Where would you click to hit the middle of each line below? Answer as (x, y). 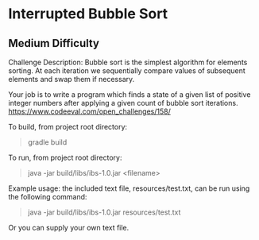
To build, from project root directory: (68, 127)
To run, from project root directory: (65, 157)
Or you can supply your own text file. (69, 228)
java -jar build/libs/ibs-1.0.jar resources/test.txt (104, 212)
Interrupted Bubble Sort (88, 14)
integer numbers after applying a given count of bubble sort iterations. (123, 103)
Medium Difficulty (54, 43)
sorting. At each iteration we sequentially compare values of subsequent (127, 71)
